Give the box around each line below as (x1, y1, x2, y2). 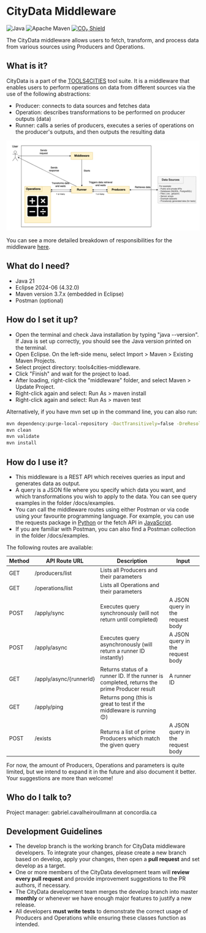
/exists (34, 735, 51, 742)
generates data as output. (15, 480, 81, 487)
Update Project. (15, 383, 55, 390)
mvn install (6, 440, 37, 446)
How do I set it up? (6, 315, 78, 325)
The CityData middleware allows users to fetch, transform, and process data (6, 36, 199, 44)
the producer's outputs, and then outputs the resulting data (15, 128, 166, 136)
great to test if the (100, 700, 145, 707)
